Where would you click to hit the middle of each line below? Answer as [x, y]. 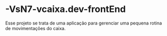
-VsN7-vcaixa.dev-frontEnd [66, 9]
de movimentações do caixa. [36, 28]
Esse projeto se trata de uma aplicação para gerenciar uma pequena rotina [83, 23]
